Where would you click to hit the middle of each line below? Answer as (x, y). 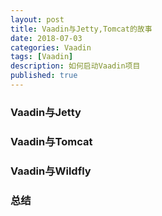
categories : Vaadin (51, 47)
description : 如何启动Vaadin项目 (75, 66)
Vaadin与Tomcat (51, 141)
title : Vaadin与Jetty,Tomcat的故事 (81, 29)
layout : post (37, 19)
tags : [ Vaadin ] (42, 57)
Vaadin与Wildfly (51, 171)
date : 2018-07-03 (46, 38)
